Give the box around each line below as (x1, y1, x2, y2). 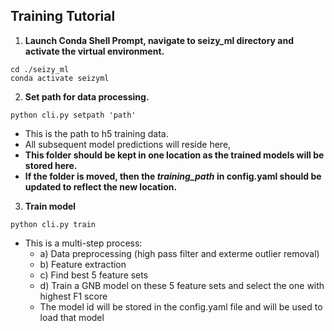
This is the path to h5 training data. (24, 127, 169, 139)
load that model (39, 311, 105, 323)
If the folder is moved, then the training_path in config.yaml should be (24, 170, 322, 182)
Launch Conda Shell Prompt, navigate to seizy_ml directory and (24, 34, 295, 46)
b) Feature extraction (39, 258, 127, 270)
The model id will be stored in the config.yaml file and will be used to (39, 300, 323, 313)
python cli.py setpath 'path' (10, 110, 137, 120)
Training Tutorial (10, 8, 116, 25)
